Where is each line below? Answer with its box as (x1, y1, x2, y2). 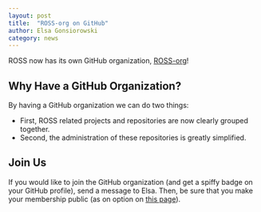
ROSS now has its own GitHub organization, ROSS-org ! (8, 56, 189, 66)
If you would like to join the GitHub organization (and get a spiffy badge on (8, 177, 253, 186)
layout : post (8, 11, 52, 20)
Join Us (8, 156, 47, 170)
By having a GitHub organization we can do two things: (8, 101, 189, 110)
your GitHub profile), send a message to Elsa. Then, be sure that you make (8, 186, 254, 195)
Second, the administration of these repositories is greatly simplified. (19, 133, 247, 142)
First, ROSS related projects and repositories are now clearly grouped (19, 116, 249, 126)
